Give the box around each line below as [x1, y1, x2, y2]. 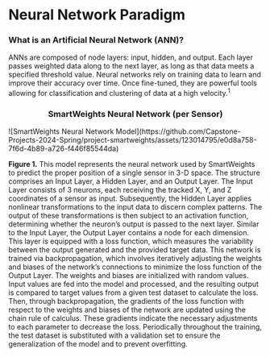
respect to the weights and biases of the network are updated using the [8, 305, 246, 315]
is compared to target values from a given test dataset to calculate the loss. [8, 288, 259, 297]
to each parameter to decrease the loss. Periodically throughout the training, [8, 322, 262, 332]
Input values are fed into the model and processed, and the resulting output [8, 280, 260, 289]
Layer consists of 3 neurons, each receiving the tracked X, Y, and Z [8, 185, 232, 195]
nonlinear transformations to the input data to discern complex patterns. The [8, 202, 263, 212]
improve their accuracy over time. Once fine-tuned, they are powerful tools [8, 78, 258, 88]
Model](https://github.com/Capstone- [115, 127, 242, 136]
